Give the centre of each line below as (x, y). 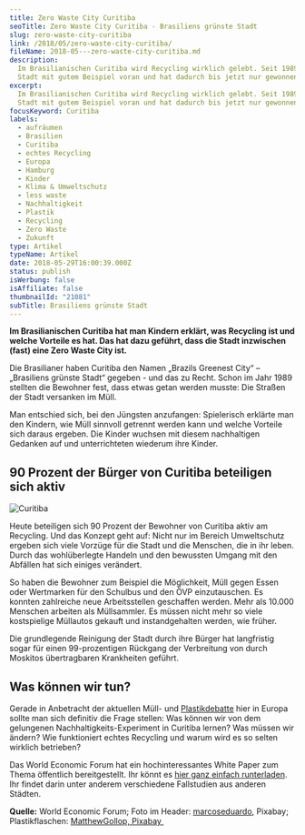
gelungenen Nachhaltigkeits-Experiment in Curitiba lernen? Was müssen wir (152, 728)
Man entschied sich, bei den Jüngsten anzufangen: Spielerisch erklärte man (152, 415)
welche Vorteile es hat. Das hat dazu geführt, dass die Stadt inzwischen (148, 341)
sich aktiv (38, 486)
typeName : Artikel (44, 255)
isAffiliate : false (46, 288)
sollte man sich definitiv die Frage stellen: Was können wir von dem (135, 718)
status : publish (40, 272)
